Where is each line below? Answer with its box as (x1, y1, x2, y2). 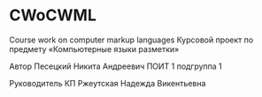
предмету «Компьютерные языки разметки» (9, 43, 180, 54)
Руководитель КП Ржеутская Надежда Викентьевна (9, 78, 206, 88)
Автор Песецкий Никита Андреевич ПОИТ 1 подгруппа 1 (9, 61, 223, 71)
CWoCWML (9, 5, 97, 26)
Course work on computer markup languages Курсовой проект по (9, 34, 254, 45)
